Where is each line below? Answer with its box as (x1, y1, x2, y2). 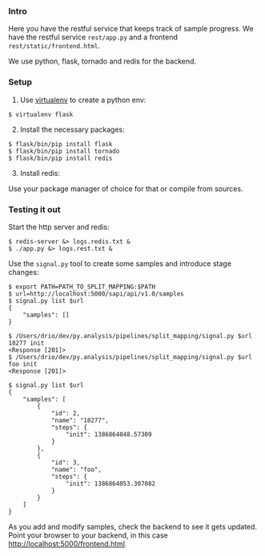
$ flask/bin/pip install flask (8, 140, 113, 148)
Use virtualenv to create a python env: (19, 95, 147, 104)
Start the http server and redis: (8, 222, 110, 231)
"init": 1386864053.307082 (65, 480, 156, 488)
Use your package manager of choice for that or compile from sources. (8, 183, 243, 194)
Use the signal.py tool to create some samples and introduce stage (8, 259, 232, 268)
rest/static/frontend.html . (8, 41, 101, 51)
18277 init (8, 339, 45, 347)
